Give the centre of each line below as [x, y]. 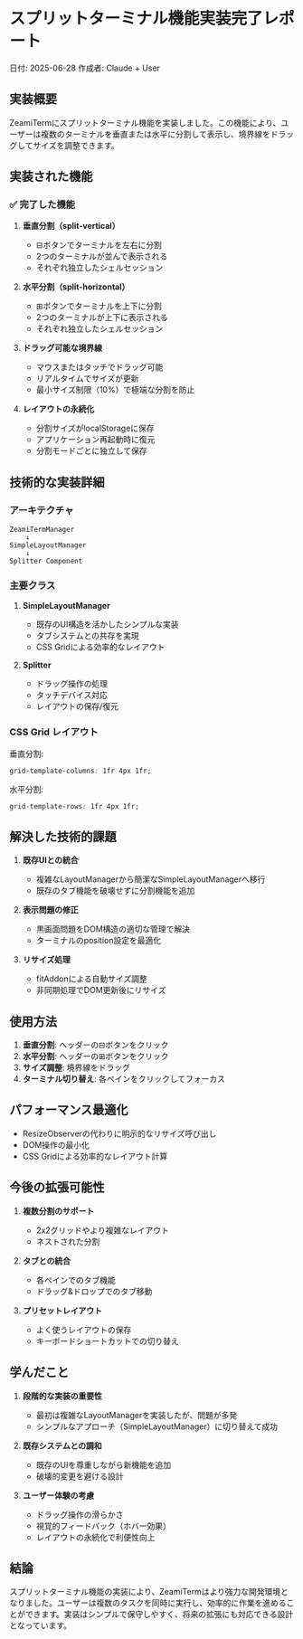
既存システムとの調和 [62, 1445]
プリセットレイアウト [62, 1310]
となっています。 [41, 1625]
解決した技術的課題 [63, 836]
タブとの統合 [46, 1260]
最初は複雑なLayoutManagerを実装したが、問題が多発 [137, 1415]
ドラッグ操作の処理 [72, 684]
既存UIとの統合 [50, 860]
